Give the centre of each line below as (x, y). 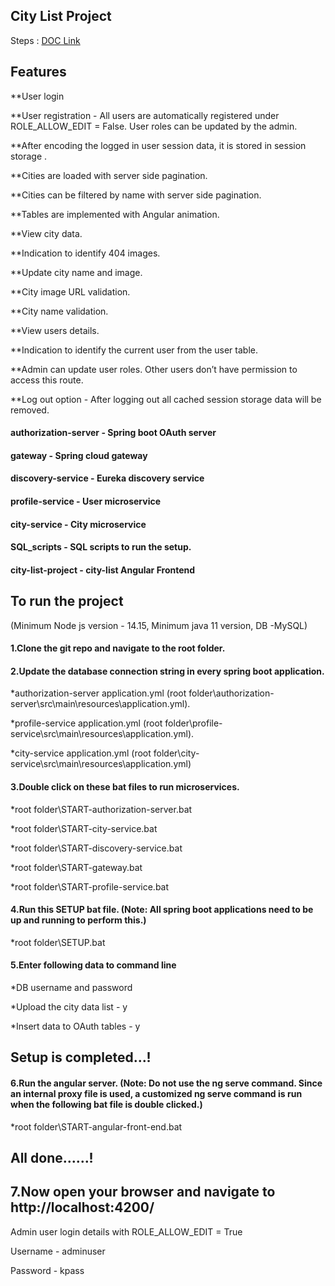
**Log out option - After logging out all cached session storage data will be (166, 399)
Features (38, 72)
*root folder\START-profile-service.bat (90, 886)
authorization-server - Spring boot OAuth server (113, 433)
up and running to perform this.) (78, 920)
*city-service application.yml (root (81, 753)
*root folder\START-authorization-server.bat (101, 809)
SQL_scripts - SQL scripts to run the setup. (101, 547)
